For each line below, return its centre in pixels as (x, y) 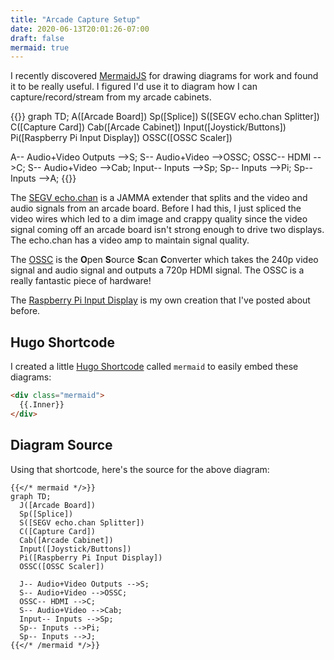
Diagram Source (61, 445)
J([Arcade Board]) (58, 505)
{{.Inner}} (42, 404)
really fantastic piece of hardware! (81, 281)
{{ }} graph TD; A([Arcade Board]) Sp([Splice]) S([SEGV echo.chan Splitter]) (165, 117)
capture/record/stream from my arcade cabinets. (111, 97)
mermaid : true (40, 47)
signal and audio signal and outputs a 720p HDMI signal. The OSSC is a (157, 270)
